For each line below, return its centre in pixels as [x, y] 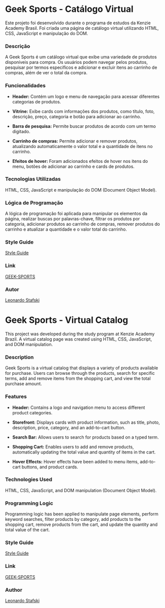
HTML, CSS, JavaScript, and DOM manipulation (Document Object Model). [81, 490]
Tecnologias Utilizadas [33, 179]
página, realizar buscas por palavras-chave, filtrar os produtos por [73, 219]
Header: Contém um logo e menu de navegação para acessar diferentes [86, 96]
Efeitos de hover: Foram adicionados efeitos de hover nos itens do [80, 161]
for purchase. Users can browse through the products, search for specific [80, 373]
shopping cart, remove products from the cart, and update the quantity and [81, 525]
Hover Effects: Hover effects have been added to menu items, [75, 461]
